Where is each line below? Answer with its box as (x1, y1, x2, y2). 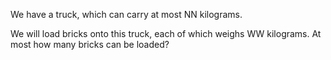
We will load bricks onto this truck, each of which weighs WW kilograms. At (10, 28, 322, 39)
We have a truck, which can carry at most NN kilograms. (10, 9, 243, 20)
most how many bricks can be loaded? (10, 39, 170, 50)
